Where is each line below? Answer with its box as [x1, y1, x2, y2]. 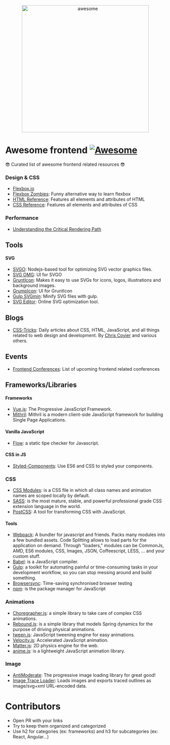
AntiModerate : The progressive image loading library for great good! [12, 672, 156, 678]
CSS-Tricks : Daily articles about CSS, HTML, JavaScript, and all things [12, 326, 160, 333]
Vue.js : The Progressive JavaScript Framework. [12, 406, 113, 412]
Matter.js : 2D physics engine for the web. [12, 642, 99, 648]
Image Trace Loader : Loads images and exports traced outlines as [12, 677, 151, 683]
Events [5, 352, 28, 361]
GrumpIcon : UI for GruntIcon [12, 288, 73, 294]
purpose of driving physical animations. [12, 626, 95, 632]
